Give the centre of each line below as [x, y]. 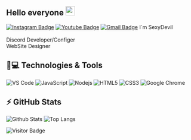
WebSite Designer [28, 46]
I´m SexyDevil [156, 27]
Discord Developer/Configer [41, 40]
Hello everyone [35, 13]
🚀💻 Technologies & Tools [55, 66]
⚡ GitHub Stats [34, 102]
